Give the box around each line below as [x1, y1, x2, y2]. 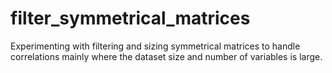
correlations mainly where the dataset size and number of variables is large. [10, 50, 323, 62]
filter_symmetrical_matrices [10, 7, 251, 30]
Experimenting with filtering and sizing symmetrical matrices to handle [10, 40, 301, 52]
